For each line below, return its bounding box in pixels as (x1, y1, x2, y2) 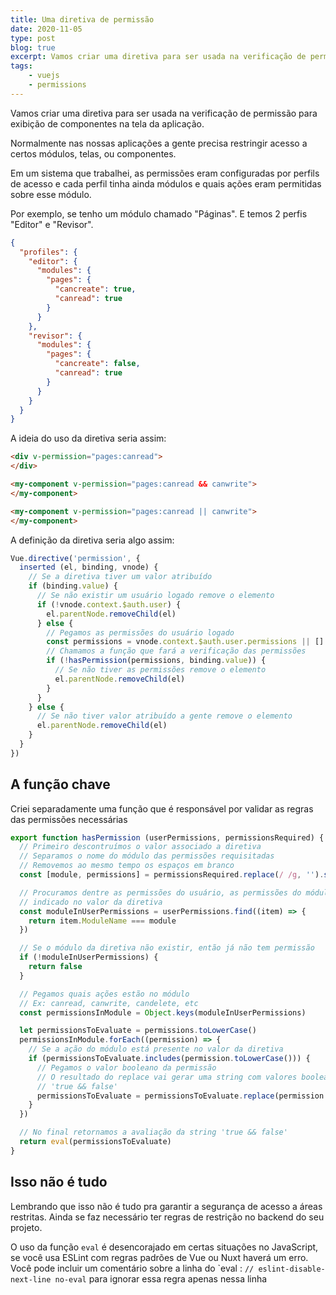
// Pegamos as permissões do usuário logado (46, 627, 235, 638)
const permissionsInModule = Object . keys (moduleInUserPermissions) (19, 1007, 307, 1018)
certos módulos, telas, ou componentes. (10, 147, 177, 160)
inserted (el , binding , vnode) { (19, 562, 159, 573)
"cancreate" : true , (54, 284, 137, 295)
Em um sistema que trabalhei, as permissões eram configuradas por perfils (10, 167, 320, 179)
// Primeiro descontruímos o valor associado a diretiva (19, 842, 262, 852)
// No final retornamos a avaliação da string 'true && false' (19, 1127, 288, 1138)
